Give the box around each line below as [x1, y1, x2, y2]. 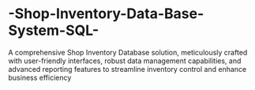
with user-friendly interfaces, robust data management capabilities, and [8, 56, 242, 66]
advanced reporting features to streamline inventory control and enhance [8, 64, 247, 73]
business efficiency [8, 73, 72, 82]
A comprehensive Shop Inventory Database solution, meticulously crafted [8, 47, 248, 57]
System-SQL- [8, 21, 99, 39]
